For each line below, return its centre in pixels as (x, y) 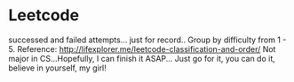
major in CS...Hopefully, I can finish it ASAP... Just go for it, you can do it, (142, 58)
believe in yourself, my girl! (58, 68)
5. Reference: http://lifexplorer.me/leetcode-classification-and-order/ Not (142, 48)
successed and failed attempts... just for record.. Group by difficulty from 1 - (147, 40)
